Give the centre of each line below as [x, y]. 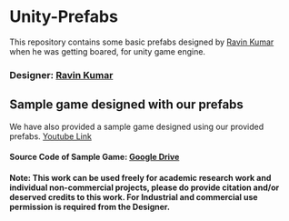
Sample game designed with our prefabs [126, 105]
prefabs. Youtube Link [51, 136]
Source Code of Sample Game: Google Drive [95, 157]
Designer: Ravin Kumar [61, 75]
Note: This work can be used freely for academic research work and [140, 177]
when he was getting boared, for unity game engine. [108, 51]
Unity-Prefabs [64, 17]
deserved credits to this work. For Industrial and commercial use [134, 196]
